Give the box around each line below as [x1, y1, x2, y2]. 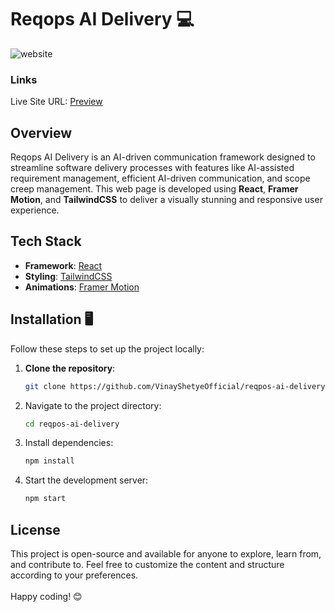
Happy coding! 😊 [10, 590, 83, 602]
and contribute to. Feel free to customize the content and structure [10, 558, 285, 570]
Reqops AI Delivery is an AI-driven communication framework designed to [10, 151, 316, 163]
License [10, 521, 61, 538]
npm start [24, 494, 67, 504]
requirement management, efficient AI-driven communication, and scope [10, 172, 311, 185]
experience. [10, 204, 60, 216]
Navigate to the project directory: [24, 399, 162, 411]
